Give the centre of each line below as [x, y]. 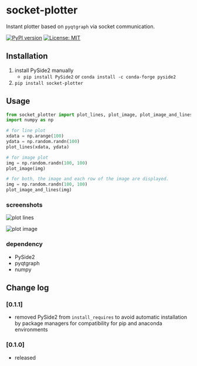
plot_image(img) [26, 168]
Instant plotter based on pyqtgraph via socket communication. [81, 26]
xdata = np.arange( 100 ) [35, 136]
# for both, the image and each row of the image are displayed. [87, 179]
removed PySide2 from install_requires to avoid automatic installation [101, 317]
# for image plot [27, 158]
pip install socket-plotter [49, 83]
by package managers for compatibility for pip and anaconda [88, 323]
